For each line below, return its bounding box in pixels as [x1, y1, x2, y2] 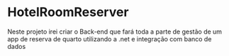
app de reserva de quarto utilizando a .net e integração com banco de [7, 34, 212, 43]
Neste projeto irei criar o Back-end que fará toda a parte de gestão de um [7, 27, 222, 36]
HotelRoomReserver [7, 4, 129, 20]
